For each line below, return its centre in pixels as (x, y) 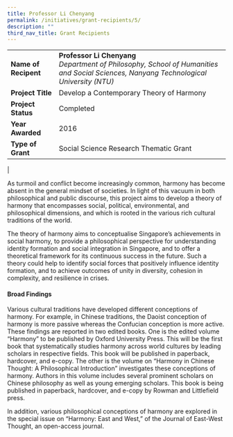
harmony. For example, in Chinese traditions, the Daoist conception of (107, 317)
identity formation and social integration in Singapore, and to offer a (104, 249)
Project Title (31, 93)
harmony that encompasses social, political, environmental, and (98, 206)
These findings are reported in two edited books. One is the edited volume (113, 331)
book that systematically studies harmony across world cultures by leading (114, 346)
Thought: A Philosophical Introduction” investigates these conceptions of (112, 368)
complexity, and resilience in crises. (58, 278)
